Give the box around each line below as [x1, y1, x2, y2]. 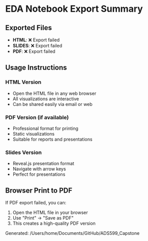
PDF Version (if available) [5, 114, 69, 121]
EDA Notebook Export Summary [5, 3, 143, 15]
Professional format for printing [12, 125, 79, 131]
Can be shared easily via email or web [12, 101, 93, 107]
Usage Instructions [5, 63, 67, 72]
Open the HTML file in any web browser [12, 90, 97, 96]
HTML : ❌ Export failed [12, 37, 60, 43]
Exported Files [5, 23, 52, 32]
